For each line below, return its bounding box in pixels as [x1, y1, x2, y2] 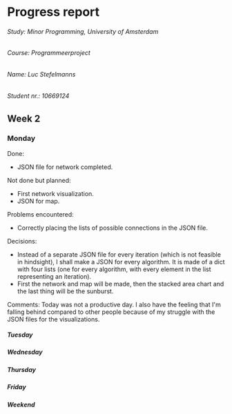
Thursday [7, 365, 37, 373]
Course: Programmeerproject [7, 49, 91, 57]
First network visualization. [17, 189, 95, 197]
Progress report [7, 4, 100, 20]
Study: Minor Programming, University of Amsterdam [7, 27, 159, 35]
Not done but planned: [7, 176, 71, 184]
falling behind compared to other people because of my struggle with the [7, 308, 215, 316]
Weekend [7, 400, 35, 408]
